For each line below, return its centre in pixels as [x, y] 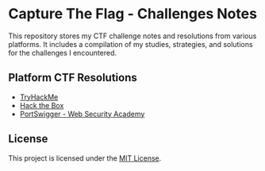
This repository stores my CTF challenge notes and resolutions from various [132, 36]
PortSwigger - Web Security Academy [82, 114]
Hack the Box [42, 105]
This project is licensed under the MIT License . [85, 158]
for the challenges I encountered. [63, 52]
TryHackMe [39, 97]
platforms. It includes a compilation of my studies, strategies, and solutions [131, 44]
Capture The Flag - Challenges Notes [133, 14]
